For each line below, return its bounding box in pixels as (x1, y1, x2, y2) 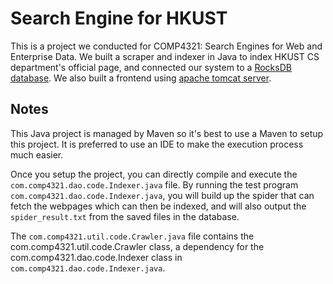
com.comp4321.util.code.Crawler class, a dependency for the (10, 240, 265, 252)
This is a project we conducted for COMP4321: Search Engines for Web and (10, 40, 323, 52)
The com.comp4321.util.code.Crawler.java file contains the (10, 230, 255, 242)
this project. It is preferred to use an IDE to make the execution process (10, 138, 304, 150)
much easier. (10, 148, 64, 161)
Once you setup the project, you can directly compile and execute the (10, 168, 298, 180)
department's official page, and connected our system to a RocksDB (10, 61, 292, 73)
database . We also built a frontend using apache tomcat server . (10, 72, 272, 84)
